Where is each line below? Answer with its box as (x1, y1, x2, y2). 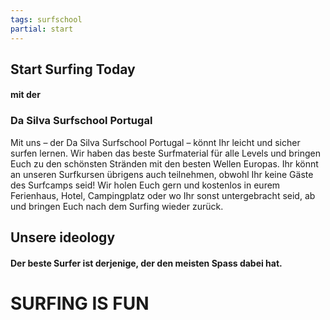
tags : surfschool (10, 14, 83, 25)
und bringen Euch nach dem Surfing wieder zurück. (10, 200, 224, 212)
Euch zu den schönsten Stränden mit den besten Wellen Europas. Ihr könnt (10, 157, 319, 170)
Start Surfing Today (10, 61, 136, 78)
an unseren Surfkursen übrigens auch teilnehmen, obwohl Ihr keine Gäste (10, 168, 314, 180)
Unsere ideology (10, 229, 116, 246)
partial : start (10, 24, 74, 34)
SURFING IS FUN (10, 292, 150, 315)
